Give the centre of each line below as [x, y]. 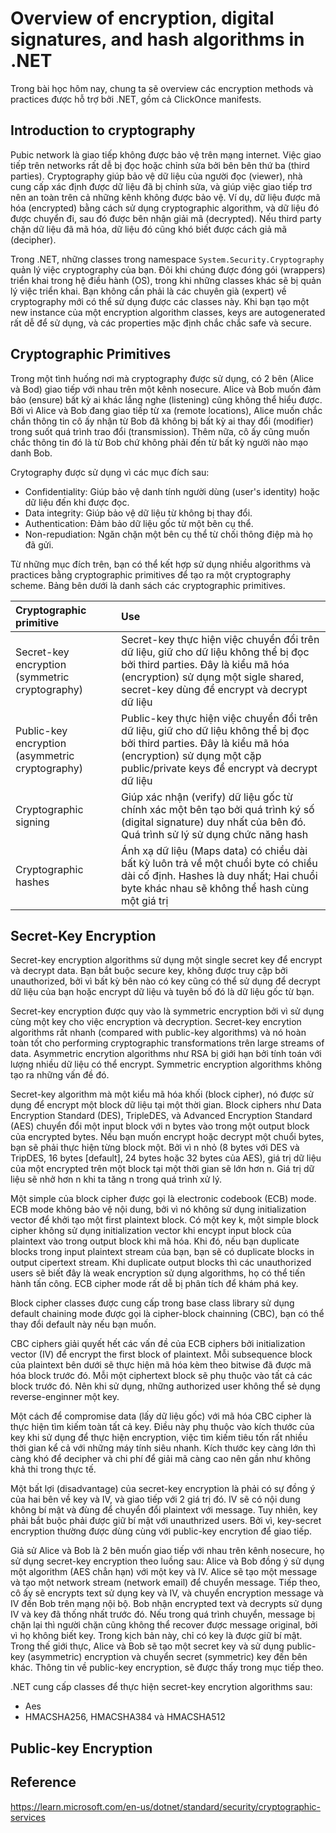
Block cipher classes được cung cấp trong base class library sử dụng [152, 1303]
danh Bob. [31, 453]
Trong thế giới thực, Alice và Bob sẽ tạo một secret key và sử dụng [147, 1646]
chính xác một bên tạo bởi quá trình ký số [217, 809]
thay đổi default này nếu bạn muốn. [83, 1324]
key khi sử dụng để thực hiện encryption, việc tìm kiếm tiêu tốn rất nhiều [159, 1438]
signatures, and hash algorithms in [157, 39]
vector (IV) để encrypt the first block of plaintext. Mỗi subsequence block [161, 1354]
